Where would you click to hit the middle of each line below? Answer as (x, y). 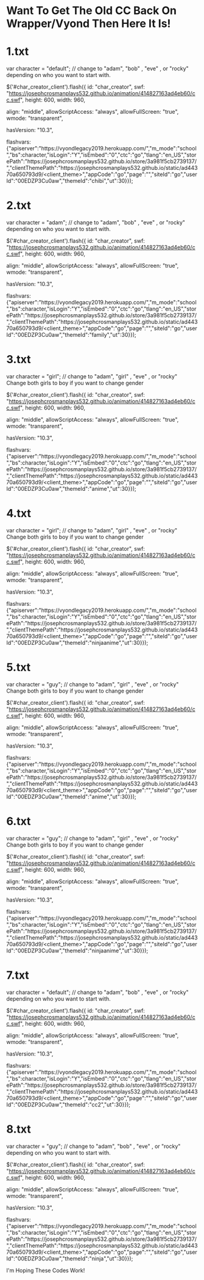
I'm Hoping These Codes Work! (46, 1270)
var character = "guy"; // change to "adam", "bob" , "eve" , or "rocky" (93, 1146)
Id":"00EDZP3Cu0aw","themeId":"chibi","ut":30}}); (70, 181)
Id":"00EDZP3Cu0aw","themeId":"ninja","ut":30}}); (70, 1258)
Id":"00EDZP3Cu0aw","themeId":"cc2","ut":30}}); (69, 1105)
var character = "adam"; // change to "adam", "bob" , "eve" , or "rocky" (96, 223)
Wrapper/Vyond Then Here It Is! (89, 24)
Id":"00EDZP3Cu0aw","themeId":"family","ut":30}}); (72, 335)
